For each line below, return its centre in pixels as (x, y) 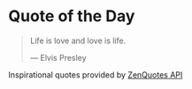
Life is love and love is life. (78, 41)
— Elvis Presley (58, 57)
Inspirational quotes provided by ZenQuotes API (96, 74)
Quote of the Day (72, 16)
